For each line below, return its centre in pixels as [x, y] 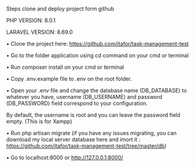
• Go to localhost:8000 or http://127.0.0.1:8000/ [65, 157]
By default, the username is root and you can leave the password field [94, 115]
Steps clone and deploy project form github [60, 9]
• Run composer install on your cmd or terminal [65, 67]
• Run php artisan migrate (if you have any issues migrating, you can [91, 133]
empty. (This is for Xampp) [39, 121]
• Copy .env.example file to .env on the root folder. [69, 79]
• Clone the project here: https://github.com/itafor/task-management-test [97, 44]
